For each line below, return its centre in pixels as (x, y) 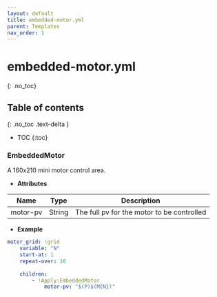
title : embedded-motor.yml (46, 20)
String (59, 212)
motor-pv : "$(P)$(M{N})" (80, 287)
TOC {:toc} (32, 137)
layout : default (30, 13)
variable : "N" (40, 249)
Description (141, 201)
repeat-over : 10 (43, 261)
